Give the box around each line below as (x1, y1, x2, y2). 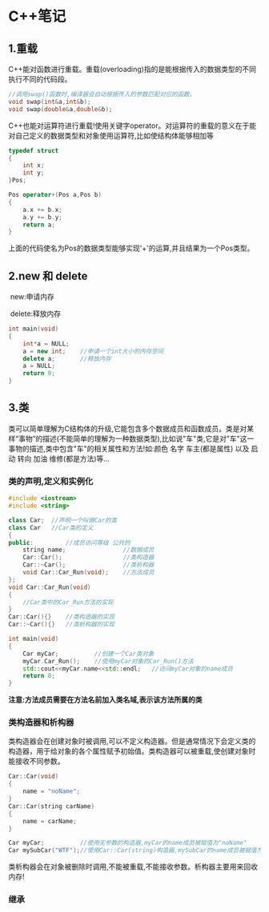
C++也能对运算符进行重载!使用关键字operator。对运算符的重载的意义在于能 (8, 121, 257, 130)
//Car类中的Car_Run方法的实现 (22, 598, 114, 606)
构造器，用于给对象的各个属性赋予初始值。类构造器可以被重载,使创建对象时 (8, 746, 256, 756)
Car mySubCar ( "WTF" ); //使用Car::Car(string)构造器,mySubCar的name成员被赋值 (8, 846, 257, 854)
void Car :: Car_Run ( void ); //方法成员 (22, 569, 155, 577)
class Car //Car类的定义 (8, 523, 94, 532)
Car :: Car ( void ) (8, 773, 59, 781)
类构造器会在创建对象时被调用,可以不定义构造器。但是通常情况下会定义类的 (8, 737, 256, 746)
